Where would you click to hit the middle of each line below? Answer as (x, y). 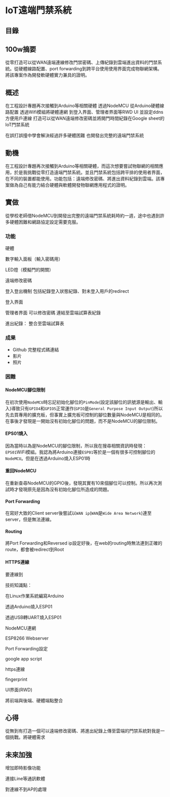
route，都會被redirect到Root (35, 550)
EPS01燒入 (16, 433)
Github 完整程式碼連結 (36, 350)
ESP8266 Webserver (27, 638)
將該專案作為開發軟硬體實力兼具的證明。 (47, 75)
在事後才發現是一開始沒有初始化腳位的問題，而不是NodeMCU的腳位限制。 (83, 421)
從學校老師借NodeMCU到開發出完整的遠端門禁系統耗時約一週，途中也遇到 (83, 215)
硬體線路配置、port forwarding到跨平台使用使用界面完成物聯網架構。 (90, 69)
